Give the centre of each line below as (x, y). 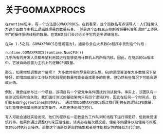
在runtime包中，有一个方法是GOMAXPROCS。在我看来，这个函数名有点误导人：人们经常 (80, 24)
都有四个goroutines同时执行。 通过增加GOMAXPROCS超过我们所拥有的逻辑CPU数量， (82, 102)
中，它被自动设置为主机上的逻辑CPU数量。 (41, 63)
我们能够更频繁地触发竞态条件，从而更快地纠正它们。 (50, 108)
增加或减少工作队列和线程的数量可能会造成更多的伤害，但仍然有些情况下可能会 (86, 77)
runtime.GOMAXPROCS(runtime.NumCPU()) (44, 52)
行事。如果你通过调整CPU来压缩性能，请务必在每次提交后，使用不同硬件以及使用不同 (81, 122)
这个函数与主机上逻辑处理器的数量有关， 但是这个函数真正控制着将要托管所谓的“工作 (81, 29)
